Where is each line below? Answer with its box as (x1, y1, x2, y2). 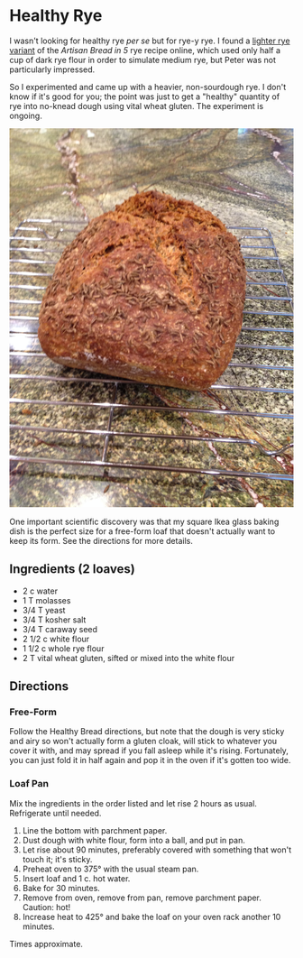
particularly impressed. (9, 64, 96, 75)
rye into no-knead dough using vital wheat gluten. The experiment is (9, 100, 264, 111)
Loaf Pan (9, 778, 50, 790)
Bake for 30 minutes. (22, 882, 101, 893)
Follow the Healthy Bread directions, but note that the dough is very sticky (9, 726, 285, 737)
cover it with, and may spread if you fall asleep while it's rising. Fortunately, (9, 745, 289, 756)
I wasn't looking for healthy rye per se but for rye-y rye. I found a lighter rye (9, 35, 290, 46)
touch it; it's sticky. (22, 853, 93, 864)
